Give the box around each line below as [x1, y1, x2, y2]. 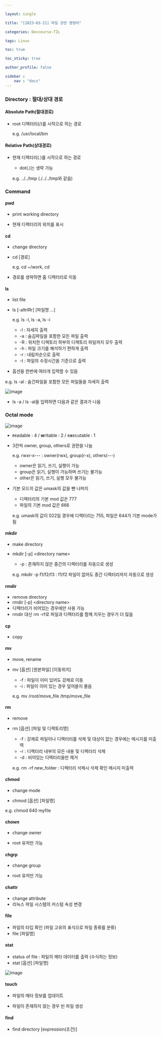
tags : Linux [5, 38, 29, 43]
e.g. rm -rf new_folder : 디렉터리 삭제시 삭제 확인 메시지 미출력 [12, 765, 134, 770]
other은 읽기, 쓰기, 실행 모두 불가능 [19, 475, 87, 481]
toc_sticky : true [5, 56, 41, 61]
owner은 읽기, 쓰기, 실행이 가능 [19, 462, 80, 468]
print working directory [12, 211, 59, 217]
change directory [12, 244, 48, 250]
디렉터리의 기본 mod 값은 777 [19, 496, 77, 501]
